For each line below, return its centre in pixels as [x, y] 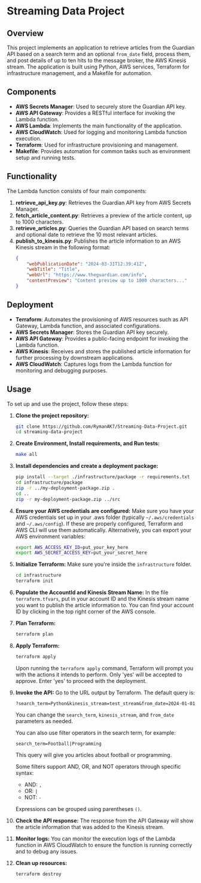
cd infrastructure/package [49, 482]
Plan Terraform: [35, 623]
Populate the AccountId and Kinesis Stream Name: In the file [92, 592]
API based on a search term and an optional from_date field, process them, [99, 54]
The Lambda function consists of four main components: [77, 191]
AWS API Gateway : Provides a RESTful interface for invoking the [95, 113]
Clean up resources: [41, 863]
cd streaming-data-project [49, 432]
